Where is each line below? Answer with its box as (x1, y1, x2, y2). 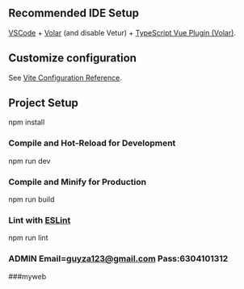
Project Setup (8, 96, 79, 110)
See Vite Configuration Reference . (8, 73, 123, 82)
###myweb (8, 271, 47, 281)
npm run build (8, 195, 55, 204)
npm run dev (8, 156, 51, 165)
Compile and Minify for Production (8, 176, 147, 187)
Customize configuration (8, 52, 137, 65)
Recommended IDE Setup (8, 6, 140, 20)
